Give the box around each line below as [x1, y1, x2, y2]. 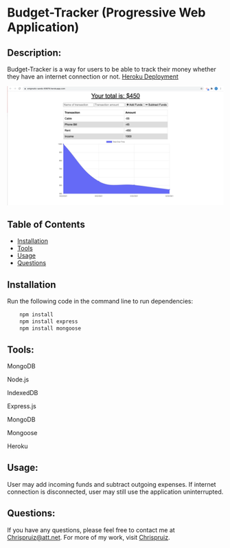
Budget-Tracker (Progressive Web [7, 5, 206, 21]
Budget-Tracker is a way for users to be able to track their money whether [7, 65, 216, 73]
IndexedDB [7, 389, 38, 397]
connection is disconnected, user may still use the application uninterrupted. [7, 487, 224, 496]
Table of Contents [7, 219, 86, 230]
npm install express [19, 318, 78, 325]
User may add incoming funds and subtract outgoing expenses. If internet [7, 480, 216, 488]
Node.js [7, 375, 30, 383]
